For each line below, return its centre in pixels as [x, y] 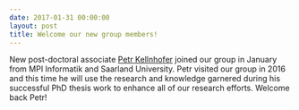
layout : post [34, 26]
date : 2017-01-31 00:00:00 [60, 17]
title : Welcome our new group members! [84, 34]
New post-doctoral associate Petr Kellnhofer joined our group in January [143, 60]
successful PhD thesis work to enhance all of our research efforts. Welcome [149, 88]
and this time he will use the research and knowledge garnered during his [145, 79]
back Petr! [28, 97]
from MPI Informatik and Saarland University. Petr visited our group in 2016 [148, 69]
